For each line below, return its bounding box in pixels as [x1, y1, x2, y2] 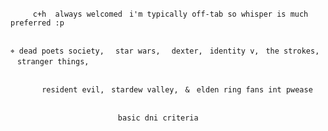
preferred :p [10, 18, 65, 28]
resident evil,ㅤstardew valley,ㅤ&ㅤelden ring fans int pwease [41, 85, 313, 95]
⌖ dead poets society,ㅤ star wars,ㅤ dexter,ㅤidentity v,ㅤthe [10, 46, 280, 56]
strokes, [283, 46, 320, 56]
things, [57, 57, 90, 67]
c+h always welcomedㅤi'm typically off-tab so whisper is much [32, 9, 309, 19]
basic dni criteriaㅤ [117, 113, 206, 123]
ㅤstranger [10, 57, 54, 67]
